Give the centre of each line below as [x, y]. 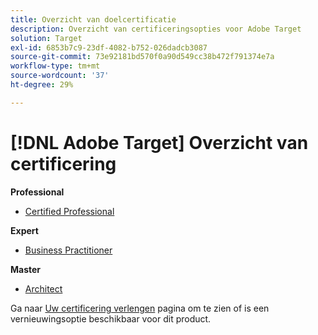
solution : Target [46, 38]
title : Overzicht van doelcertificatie [93, 19]
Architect [43, 288]
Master [26, 269]
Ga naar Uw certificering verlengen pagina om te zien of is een [140, 308]
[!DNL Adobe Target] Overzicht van [159, 142]
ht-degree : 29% [42, 85]
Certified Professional [69, 211]
